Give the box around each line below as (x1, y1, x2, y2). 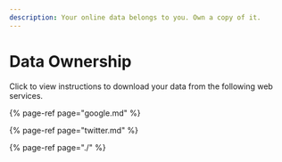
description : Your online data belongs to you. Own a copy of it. (9, 12, 261, 22)
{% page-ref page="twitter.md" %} (9, 125, 139, 135)
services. (9, 90, 43, 101)
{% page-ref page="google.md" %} (9, 108, 141, 118)
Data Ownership (9, 51, 132, 71)
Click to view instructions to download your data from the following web (9, 81, 274, 92)
